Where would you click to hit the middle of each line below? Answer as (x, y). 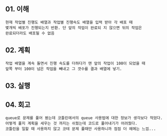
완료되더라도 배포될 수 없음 (30, 33)
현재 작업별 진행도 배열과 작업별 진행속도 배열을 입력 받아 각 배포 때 (69, 22)
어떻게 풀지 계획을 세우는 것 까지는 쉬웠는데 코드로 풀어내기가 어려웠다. (71, 123)
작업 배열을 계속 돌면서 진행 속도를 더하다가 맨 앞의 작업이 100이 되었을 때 (75, 63)
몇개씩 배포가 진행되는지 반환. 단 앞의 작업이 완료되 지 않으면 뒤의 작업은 (74, 28)
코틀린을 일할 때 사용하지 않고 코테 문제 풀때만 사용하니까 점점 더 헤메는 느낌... (81, 129)
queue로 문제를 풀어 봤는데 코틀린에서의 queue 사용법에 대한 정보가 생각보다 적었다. (84, 118)
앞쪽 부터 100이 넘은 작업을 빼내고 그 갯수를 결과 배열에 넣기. (64, 69)
